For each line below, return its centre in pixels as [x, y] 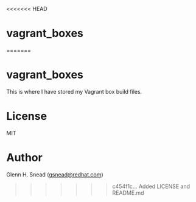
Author [24, 158]
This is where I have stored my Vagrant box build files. [74, 91]
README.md [128, 193]
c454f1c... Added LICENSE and [151, 186]
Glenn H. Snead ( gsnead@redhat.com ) [55, 174]
